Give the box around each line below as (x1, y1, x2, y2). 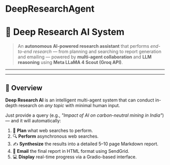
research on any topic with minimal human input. (18, 102, 120, 108)
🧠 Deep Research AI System (5, 26, 125, 38)
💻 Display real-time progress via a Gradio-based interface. (12, 153, 137, 160)
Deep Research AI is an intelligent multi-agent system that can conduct (5, 97, 154, 103)
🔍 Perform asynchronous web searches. (12, 133, 99, 139)
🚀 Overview (5, 83, 42, 92)
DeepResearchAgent (5, 3, 95, 15)
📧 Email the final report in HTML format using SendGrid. (12, 148, 130, 154)
